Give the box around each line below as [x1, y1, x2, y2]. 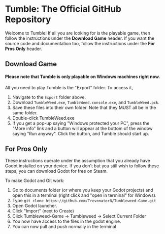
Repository [5, 14, 51, 25]
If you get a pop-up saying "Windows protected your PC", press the [12, 120, 150, 126]
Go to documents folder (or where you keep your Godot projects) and [12, 187, 154, 193]
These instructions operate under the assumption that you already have [5, 158, 150, 164]
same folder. [12, 109, 38, 116]
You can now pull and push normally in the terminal [12, 224, 117, 230]
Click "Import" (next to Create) [12, 208, 74, 214]
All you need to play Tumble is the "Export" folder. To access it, [5, 84, 133, 90]
